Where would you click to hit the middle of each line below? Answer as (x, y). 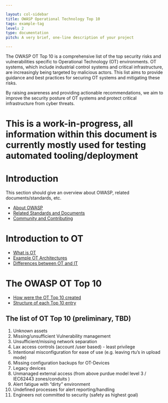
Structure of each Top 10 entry (45, 303)
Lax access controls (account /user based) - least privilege (74, 347)
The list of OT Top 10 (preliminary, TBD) (68, 319)
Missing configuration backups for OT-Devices (61, 363)
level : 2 (15, 28)
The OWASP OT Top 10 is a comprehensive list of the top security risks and (83, 56)
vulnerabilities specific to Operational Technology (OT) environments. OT (81, 62)
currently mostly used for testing (76, 145)
